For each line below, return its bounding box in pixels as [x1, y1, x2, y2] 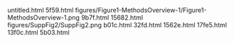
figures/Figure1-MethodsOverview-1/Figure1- [75, 6, 207, 14]
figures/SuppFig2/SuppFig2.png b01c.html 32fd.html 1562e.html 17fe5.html [7, 21, 228, 29]
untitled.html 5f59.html [7, 6, 74, 14]
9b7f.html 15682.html [81, 13, 144, 22]
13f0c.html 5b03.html [7, 28, 70, 36]
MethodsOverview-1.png [7, 13, 80, 22]
